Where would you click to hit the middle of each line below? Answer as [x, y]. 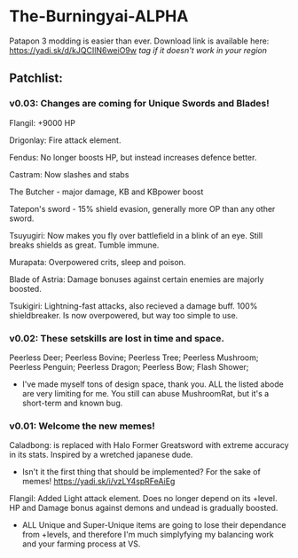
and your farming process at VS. [81, 544]
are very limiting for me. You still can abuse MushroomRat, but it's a [145, 393]
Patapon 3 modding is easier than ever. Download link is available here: [139, 41]
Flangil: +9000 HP [42, 122]
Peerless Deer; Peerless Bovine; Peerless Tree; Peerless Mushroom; [134, 358]
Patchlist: [36, 79]
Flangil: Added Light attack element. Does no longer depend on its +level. [143, 499]
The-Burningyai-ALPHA [99, 16]
